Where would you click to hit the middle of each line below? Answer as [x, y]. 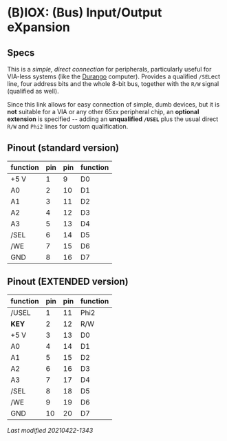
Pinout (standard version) [63, 148]
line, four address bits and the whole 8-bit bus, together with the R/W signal [113, 84]
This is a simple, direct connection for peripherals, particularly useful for [109, 69]
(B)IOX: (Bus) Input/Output [85, 13]
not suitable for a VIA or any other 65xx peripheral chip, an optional [103, 112]
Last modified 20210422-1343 [50, 430]
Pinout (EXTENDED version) [68, 282]
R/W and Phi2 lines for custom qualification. [68, 126]
